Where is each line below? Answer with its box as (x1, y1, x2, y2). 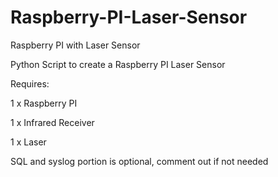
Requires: (10, 77, 50, 90)
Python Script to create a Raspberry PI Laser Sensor (10, 58, 226, 70)
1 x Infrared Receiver (10, 116, 95, 128)
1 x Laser (10, 136, 47, 148)
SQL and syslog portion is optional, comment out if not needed (10, 155, 269, 167)
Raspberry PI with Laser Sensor (10, 39, 141, 51)
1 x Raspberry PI (10, 97, 78, 109)
